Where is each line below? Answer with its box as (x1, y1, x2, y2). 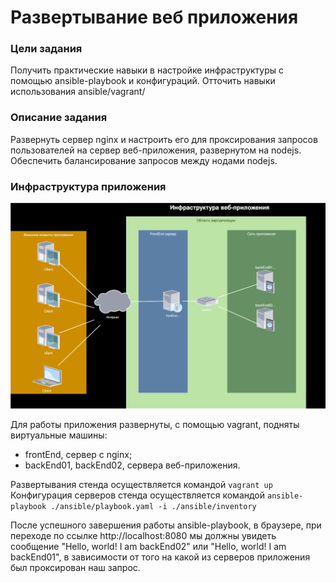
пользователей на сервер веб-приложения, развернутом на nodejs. (10, 144, 302, 156)
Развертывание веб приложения (10, 6, 299, 29)
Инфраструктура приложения (10, 179, 167, 193)
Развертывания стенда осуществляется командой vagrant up (10, 478, 273, 490)
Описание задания (10, 111, 108, 125)
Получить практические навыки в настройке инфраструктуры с (10, 64, 285, 76)
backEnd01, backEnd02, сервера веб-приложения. (24, 459, 241, 471)
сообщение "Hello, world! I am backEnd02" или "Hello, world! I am (10, 540, 287, 552)
